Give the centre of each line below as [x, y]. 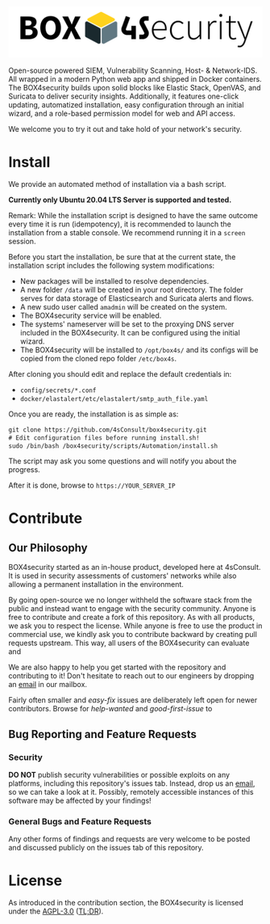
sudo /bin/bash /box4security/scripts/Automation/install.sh [113, 446]
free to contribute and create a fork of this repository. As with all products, [132, 618]
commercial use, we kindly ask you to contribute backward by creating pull [133, 635]
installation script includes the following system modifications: [112, 266]
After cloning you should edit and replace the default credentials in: [120, 374]
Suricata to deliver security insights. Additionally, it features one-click [124, 96]
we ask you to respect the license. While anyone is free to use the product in [135, 626]
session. [22, 242]
